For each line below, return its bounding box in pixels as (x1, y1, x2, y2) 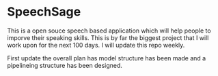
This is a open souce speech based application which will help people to (7, 26, 211, 35)
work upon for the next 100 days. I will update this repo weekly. (7, 41, 185, 49)
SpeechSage (7, 4, 81, 20)
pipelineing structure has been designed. (7, 61, 123, 69)
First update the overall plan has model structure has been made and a (7, 54, 206, 62)
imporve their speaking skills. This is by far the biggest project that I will (7, 33, 209, 41)
